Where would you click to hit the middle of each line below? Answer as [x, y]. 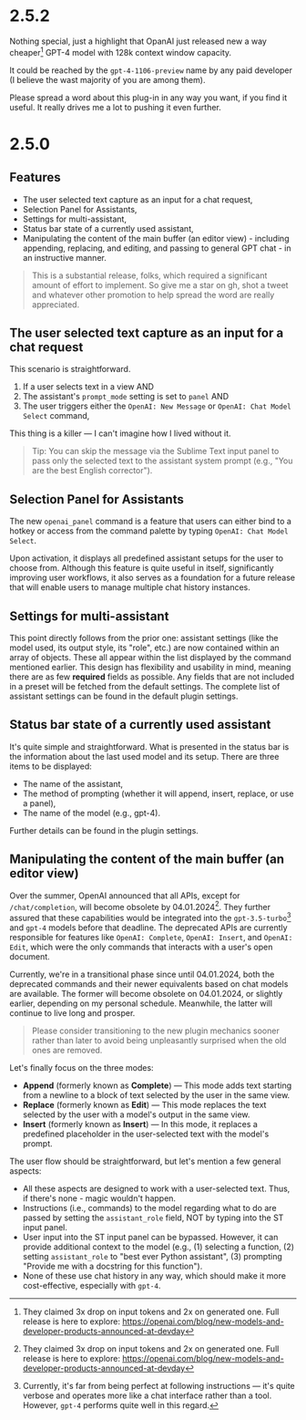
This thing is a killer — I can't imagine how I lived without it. [120, 433]
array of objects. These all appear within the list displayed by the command [150, 658]
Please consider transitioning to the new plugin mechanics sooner [155, 1031]
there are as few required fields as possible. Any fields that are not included [152, 677]
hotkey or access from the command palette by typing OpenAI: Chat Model [149, 531]
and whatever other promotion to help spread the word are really [153, 295]
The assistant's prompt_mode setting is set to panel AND [126, 397]
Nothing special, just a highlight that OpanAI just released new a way [138, 41]
